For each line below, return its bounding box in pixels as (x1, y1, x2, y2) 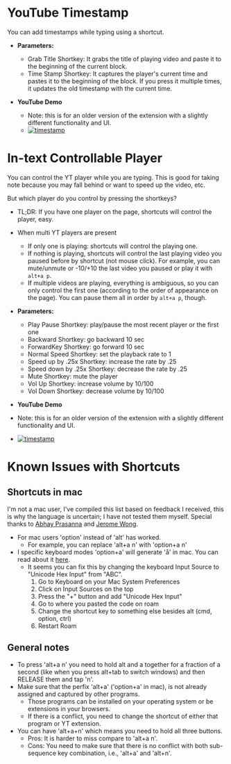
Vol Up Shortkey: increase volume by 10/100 (27, 379, 154, 388)
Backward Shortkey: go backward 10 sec (27, 335, 145, 343)
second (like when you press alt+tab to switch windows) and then (17, 667, 206, 676)
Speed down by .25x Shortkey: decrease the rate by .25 (27, 365, 187, 373)
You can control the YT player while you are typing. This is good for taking (7, 173, 220, 181)
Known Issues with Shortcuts (7, 459, 180, 475)
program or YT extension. (27, 719, 101, 727)
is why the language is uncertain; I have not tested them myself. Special (7, 512, 212, 520)
